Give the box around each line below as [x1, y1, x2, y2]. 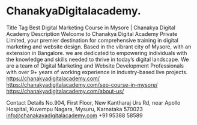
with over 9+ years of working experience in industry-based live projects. [6, 68, 188, 75]
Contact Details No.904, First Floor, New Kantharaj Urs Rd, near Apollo [6, 99, 181, 106]
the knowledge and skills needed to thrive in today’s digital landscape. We [6, 56, 189, 63]
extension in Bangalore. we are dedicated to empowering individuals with [6, 49, 187, 56]
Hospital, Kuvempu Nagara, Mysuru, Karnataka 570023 [6, 105, 143, 112]
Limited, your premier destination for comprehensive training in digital [6, 36, 179, 44]
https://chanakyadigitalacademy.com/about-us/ [6, 87, 124, 94]
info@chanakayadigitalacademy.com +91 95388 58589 [6, 112, 143, 119]
